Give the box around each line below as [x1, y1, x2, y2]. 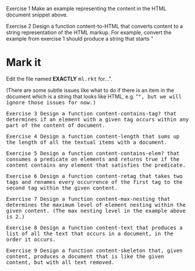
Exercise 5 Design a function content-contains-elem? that [6, 150, 180, 157]
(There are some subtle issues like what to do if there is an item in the [6, 87, 174, 94]
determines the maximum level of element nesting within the [6, 201, 186, 208]
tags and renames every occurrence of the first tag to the [6, 179, 183, 185]
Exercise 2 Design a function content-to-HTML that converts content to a [6, 23, 183, 29]
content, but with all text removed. [6, 259, 115, 266]
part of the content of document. [6, 122, 106, 128]
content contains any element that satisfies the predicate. [6, 161, 186, 168]
